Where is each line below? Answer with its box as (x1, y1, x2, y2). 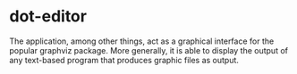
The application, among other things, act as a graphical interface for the (9, 36, 275, 46)
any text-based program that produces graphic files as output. (9, 54, 240, 65)
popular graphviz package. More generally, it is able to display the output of (9, 45, 289, 55)
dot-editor (9, 6, 88, 27)
